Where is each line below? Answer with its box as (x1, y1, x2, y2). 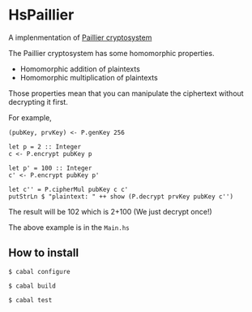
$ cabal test (8, 296, 53, 304)
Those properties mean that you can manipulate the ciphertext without (8, 88, 245, 98)
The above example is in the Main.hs (8, 222, 130, 232)
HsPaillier (8, 6, 75, 24)
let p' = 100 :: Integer (8, 164, 92, 172)
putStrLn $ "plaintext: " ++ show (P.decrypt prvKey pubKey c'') (8, 193, 233, 201)
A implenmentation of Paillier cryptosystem (8, 32, 152, 42)
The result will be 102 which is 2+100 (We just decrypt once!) (8, 206, 212, 216)
